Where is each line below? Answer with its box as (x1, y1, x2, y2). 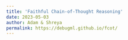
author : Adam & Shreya (6, 19, 62, 25)
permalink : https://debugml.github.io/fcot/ (6, 25, 118, 31)
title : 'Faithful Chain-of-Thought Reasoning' (6, 8, 123, 15)
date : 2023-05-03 (6, 14, 49, 20)
